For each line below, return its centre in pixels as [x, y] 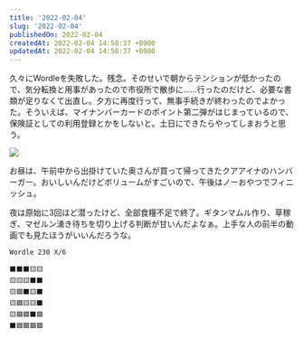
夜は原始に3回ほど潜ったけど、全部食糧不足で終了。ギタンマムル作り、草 [146, 212]
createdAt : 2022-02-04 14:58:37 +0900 [82, 43]
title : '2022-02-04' [48, 18]
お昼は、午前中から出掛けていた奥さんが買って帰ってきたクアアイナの [139, 171]
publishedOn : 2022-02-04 [56, 34]
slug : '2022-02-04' [46, 26]
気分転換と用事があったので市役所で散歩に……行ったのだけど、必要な [154, 89]
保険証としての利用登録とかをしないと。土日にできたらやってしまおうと [144, 124]
